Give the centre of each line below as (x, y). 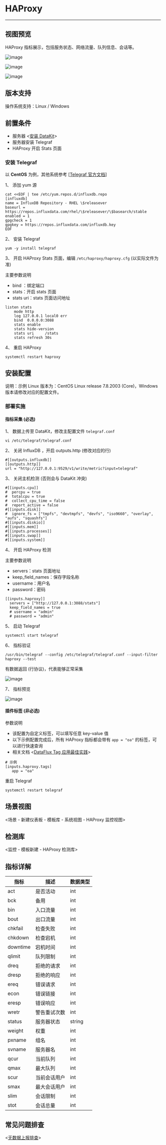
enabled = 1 (17, 216)
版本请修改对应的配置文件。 (33, 392)
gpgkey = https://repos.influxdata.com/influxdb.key (61, 225)
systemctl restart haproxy (33, 357)
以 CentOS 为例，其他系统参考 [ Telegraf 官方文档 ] (56, 174)
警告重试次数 (50, 1012)
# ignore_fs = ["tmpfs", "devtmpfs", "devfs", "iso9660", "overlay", (79, 514)
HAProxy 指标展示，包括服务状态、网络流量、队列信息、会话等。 (71, 47)
